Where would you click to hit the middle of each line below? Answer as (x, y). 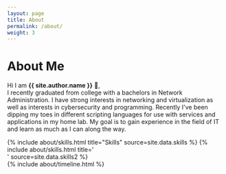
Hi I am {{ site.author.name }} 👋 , (54, 86)
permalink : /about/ (35, 26)
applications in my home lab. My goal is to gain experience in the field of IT (113, 122)
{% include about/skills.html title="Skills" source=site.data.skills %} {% (108, 142)
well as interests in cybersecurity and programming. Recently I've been (108, 108)
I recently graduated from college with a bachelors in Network (95, 92)
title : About (26, 20)
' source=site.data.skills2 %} (47, 157)
